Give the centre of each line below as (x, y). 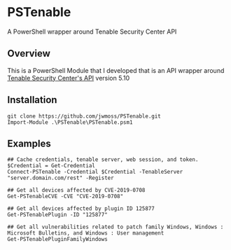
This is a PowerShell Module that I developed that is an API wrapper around (116, 70)
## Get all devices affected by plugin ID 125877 (81, 209)
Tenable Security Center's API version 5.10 (69, 78)
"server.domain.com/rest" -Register (61, 178)
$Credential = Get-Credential (51, 166)
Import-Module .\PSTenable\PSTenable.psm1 (70, 122)
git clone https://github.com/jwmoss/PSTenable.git (84, 116)
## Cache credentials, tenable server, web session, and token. (103, 160)
